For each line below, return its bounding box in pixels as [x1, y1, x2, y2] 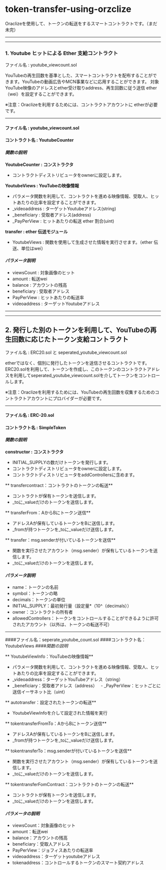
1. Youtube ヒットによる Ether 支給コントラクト [5, 50, 119, 57]
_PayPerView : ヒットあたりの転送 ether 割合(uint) [12, 218, 115, 224]
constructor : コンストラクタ [5, 449, 64, 455]
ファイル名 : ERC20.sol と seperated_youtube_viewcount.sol [5, 349, 127, 355]
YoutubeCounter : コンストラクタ [5, 161, 74, 167]
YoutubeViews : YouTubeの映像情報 [5, 182, 80, 188]
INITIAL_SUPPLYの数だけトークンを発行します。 [12, 460, 111, 466]
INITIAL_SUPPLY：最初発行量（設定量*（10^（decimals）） [12, 603, 132, 609]
